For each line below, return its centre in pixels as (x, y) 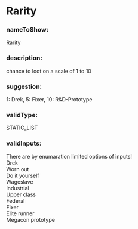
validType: (22, 115)
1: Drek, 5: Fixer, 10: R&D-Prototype (49, 100)
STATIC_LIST (22, 128)
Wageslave (20, 182)
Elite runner (20, 213)
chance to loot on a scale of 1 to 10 (49, 71)
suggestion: (24, 86)
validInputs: (24, 143)
